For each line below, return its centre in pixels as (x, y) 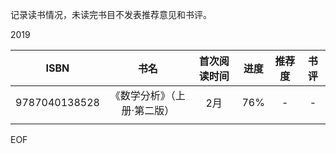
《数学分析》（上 (147, 95)
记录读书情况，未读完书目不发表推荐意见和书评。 (111, 14)
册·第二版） (148, 110)
